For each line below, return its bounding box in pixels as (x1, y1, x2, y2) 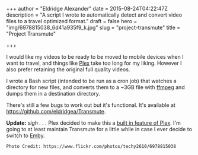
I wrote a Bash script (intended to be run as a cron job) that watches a (6, 77, 177, 84)
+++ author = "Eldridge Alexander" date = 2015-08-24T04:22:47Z (6, 5, 168, 12)
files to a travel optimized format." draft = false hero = (6, 18, 138, 24)
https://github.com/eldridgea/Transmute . (6, 108, 106, 115)
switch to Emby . (6, 132, 45, 139)
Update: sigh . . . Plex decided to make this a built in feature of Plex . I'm (6, 119, 181, 126)
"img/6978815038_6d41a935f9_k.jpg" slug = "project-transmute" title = (6, 24, 181, 31)
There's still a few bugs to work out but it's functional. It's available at (6, 102, 176, 109)
